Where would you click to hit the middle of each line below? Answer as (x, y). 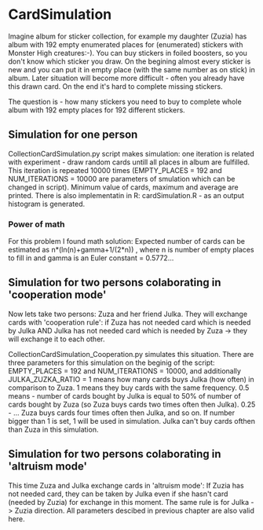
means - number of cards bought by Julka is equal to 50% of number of (124, 396)
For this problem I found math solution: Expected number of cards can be (127, 241)
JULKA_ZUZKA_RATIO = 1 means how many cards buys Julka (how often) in (131, 379)
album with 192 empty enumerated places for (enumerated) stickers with (126, 44)
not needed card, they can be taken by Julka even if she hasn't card (118, 494)
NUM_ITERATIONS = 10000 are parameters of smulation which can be (122, 179)
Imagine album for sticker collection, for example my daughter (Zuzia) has (128, 36)
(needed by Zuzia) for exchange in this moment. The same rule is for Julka (129, 502)
